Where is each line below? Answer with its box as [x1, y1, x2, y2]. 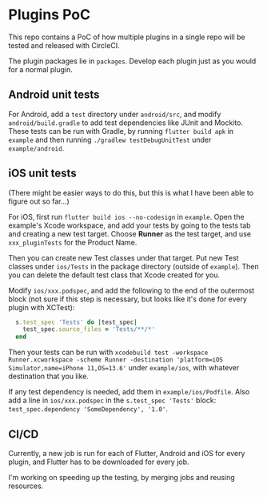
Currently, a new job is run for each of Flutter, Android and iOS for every [8, 449, 245, 458]
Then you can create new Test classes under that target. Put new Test [8, 253, 239, 262]
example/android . [8, 143, 65, 153]
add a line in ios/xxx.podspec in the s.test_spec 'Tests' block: [8, 395, 217, 406]
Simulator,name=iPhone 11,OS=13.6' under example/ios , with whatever [8, 363, 240, 373]
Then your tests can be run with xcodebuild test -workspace [8, 347, 209, 358]
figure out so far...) [8, 196, 70, 206]
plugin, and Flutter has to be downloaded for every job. [8, 457, 189, 467]
